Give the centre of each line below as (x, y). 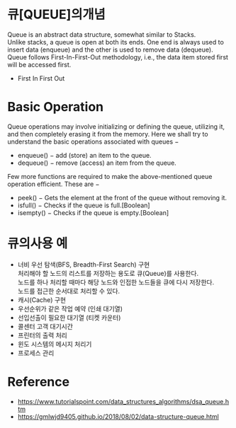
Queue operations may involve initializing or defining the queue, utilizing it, (116, 126)
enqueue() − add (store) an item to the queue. (84, 155)
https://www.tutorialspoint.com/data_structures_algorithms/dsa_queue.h (123, 401)
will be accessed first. (39, 64)
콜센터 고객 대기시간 (45, 326)
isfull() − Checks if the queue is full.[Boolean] (84, 205)
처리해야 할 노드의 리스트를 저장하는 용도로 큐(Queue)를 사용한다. (108, 273)
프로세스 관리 (36, 353)
